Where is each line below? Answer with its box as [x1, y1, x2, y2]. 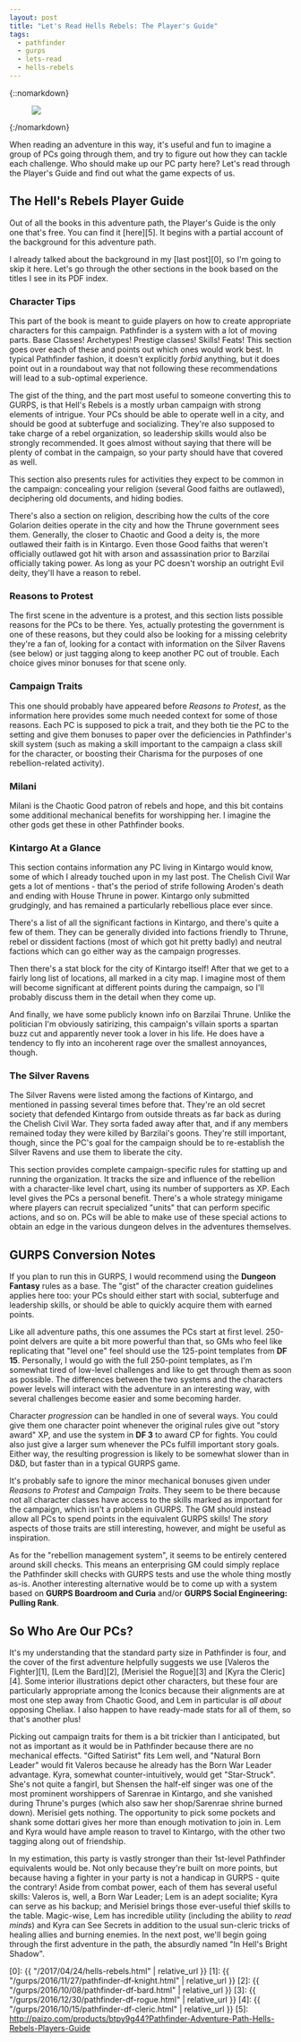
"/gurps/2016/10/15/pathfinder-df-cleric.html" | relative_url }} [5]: [9, 2003, 249, 2015]
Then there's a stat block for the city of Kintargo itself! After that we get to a [9, 964, 289, 974]
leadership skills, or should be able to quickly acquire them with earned [9, 1300, 272, 1310]
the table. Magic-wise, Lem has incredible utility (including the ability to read [9, 1910, 292, 1921]
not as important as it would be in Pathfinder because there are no [9, 1741, 254, 1752]
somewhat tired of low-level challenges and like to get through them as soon [9, 1365, 292, 1376]
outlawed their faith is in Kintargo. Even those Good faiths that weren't [9, 538, 269, 549]
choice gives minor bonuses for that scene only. [9, 657, 187, 668]
